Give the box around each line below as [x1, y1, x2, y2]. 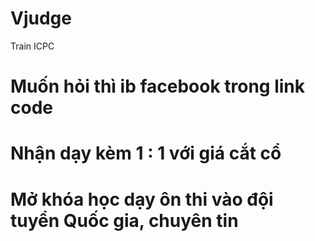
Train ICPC [10, 40, 55, 52]
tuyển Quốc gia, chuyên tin [10, 209, 239, 232]
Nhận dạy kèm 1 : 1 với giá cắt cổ [10, 142, 282, 165]
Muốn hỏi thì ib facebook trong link [10, 75, 306, 98]
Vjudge [10, 7, 72, 30]
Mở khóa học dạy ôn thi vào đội [10, 188, 274, 211]
